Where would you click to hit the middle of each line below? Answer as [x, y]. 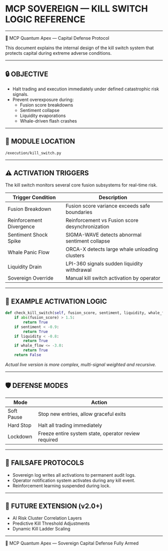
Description [113, 197]
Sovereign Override [30, 278]
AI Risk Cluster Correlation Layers [47, 518]
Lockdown [20, 436]
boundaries [79, 212]
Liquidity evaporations [43, 116]
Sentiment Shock [28, 235]
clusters [75, 256]
